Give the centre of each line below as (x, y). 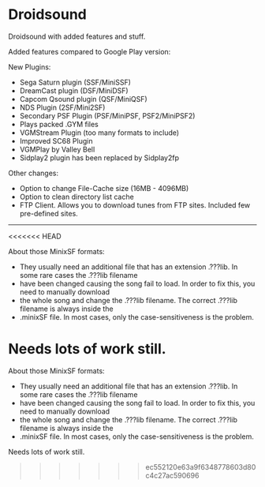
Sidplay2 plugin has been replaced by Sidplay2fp (99, 157)
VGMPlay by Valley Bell (57, 149)
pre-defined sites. (49, 213)
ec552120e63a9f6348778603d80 (201, 466)
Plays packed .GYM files (59, 124)
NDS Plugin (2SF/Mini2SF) (62, 107)
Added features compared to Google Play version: (90, 51)
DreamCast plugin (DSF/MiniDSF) (74, 90)
